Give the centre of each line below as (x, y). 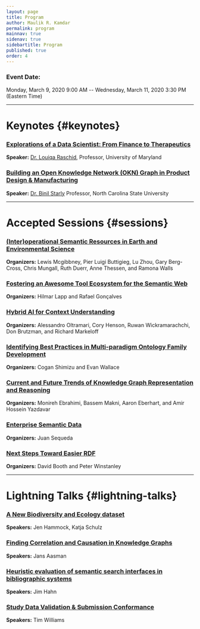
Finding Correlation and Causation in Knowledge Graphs (89, 543)
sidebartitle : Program (34, 45)
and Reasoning (28, 390)
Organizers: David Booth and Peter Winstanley (64, 466)
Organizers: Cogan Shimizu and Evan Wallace (63, 368)
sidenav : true (24, 39)
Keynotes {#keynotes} (63, 126)
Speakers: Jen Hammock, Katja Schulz (54, 527)
